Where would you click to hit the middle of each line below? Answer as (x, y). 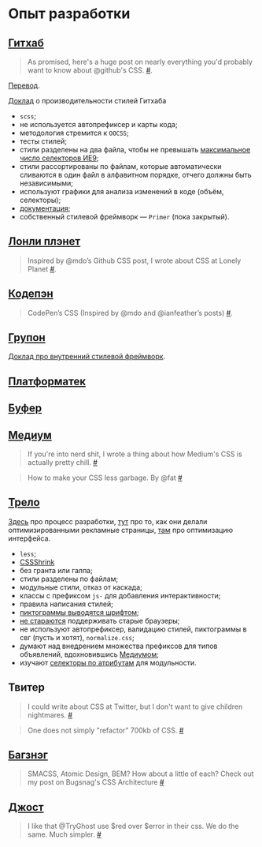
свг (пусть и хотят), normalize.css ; (77, 637)
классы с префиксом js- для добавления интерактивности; (120, 595)
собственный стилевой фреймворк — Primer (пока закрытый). (124, 217)
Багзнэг (28, 755)
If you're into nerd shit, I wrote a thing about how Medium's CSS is (135, 454)
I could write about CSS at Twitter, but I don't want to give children (135, 706)
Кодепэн (31, 294)
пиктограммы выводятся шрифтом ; (79, 612)
